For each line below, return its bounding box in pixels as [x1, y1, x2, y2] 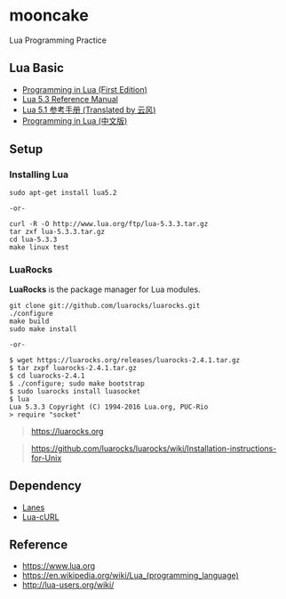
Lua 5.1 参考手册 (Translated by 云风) [21, 104, 156, 115]
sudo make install [9, 324, 77, 334]
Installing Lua [9, 168, 69, 181]
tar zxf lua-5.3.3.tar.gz [9, 228, 105, 237]
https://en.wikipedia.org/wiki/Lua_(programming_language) [21, 571, 240, 581]
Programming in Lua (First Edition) [21, 84, 148, 94]
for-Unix [30, 452, 62, 463]
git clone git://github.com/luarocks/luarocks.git [9, 301, 201, 310]
